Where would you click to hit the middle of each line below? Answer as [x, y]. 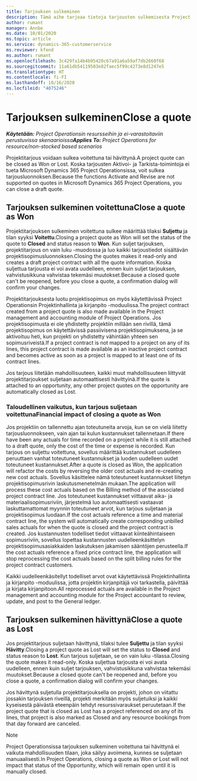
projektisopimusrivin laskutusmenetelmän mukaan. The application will [91, 483]
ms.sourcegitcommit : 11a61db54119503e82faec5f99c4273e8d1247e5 [85, 66]
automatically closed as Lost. [41, 391]
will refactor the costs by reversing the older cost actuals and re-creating [95, 471]
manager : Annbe [25, 28]
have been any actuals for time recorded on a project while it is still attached [98, 439]
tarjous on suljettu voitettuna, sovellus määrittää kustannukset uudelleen [94, 452]
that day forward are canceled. [44, 723]
